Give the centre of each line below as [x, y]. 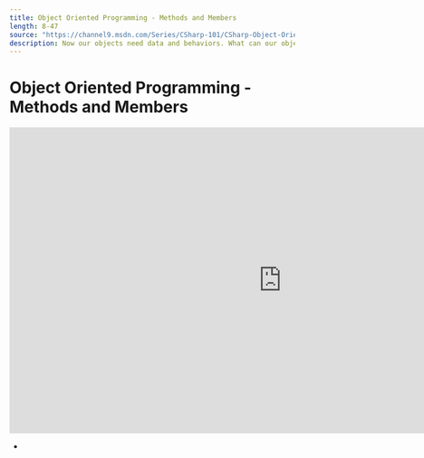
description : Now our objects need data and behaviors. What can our [144, 43]
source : [24, 34]
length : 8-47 [34, 26]
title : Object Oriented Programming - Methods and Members [123, 18]
